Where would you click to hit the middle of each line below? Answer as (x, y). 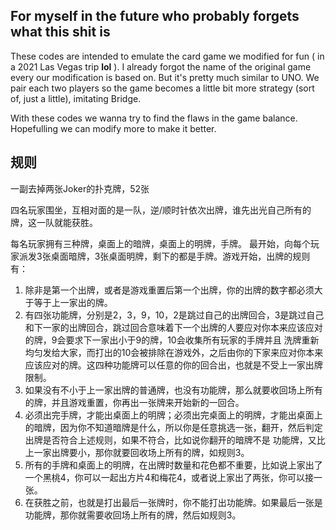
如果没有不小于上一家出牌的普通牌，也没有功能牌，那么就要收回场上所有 (173, 390)
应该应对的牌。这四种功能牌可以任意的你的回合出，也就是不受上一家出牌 (173, 365)
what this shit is (60, 32)
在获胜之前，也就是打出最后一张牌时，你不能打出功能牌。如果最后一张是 (173, 502)
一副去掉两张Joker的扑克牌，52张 (80, 188)
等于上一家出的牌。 (73, 302)
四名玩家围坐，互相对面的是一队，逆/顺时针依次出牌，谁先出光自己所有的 (161, 210)
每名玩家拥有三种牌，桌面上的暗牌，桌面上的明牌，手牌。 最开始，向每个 (160, 243)
